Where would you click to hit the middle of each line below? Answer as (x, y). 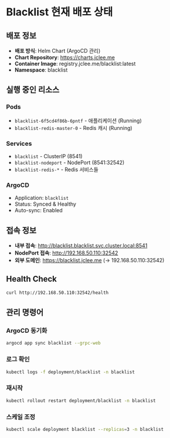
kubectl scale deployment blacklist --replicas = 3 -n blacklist (85, 429)
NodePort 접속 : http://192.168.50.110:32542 (66, 253)
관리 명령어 (25, 312)
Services (19, 143)
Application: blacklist (42, 198)
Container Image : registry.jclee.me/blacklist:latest (75, 63)
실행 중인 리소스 (33, 90)
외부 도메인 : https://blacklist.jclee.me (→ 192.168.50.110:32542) (89, 260)
